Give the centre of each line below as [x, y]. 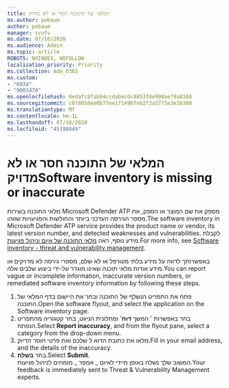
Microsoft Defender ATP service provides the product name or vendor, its [111, 226]
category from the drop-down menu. [69, 333]
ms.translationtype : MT [41, 110]
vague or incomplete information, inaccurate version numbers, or [99, 276]
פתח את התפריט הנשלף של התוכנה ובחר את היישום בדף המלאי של [104, 296]
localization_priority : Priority [55, 65]
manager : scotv [29, 33]
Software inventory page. [53, 312]
